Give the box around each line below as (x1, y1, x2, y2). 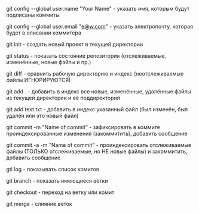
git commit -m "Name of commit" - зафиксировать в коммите (6, 124, 160, 130)
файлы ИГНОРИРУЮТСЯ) (6, 77, 71, 83)
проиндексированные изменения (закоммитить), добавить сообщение (6, 130, 188, 137)
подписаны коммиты (6, 11, 60, 18)
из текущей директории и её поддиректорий (6, 95, 121, 101)
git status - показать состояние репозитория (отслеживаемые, (6, 52, 166, 59)
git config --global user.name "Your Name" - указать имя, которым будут (6, 5, 190, 12)
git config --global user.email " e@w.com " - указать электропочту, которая (6, 23, 193, 30)
